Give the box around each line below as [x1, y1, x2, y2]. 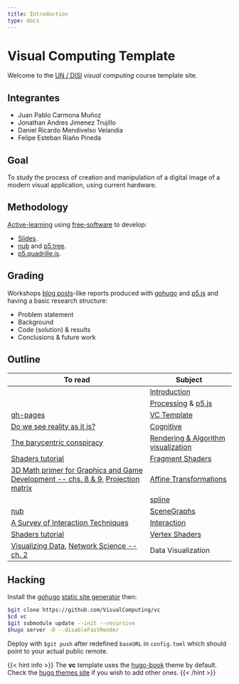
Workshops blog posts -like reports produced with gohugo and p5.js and [7, 289, 219, 297]
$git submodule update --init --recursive [7, 620, 135, 627]
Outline [7, 353, 41, 366]
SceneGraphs [149, 506, 196, 516]
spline [149, 494, 171, 504]
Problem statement [17, 310, 74, 318]
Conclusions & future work [17, 333, 96, 341]
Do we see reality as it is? [11, 421, 96, 431]
